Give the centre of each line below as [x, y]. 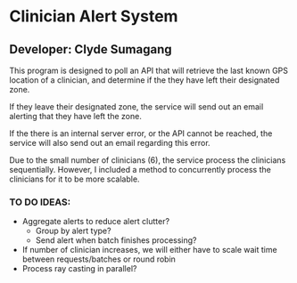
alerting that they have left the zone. [76, 116]
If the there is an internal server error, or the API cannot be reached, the [141, 133]
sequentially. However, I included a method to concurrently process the [140, 170]
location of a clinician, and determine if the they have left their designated [144, 80]
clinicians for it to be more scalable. [74, 179]
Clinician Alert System [94, 16]
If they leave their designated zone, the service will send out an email [136, 107]
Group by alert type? [73, 231]
